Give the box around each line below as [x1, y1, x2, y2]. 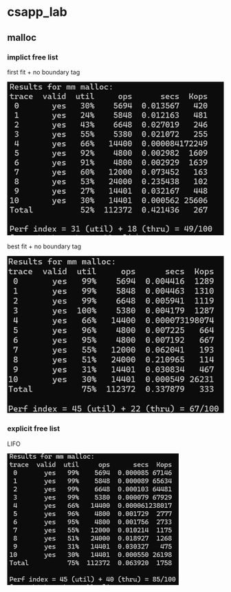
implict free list [7, 52, 58, 62]
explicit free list [7, 424, 60, 433]
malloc [7, 32, 36, 43]
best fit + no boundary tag [7, 242, 81, 250]
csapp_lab [7, 4, 67, 20]
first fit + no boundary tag [7, 68, 80, 76]
